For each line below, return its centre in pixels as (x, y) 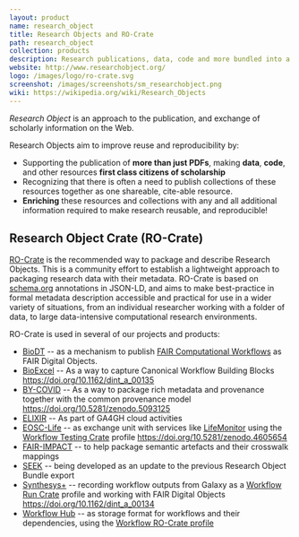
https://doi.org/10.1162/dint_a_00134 (88, 504)
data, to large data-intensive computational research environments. (133, 317)
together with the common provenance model (107, 399)
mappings (41, 456)
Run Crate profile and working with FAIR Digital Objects (124, 495)
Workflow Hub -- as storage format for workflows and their (131, 514)
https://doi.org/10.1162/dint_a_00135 (88, 380)
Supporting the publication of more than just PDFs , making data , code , (154, 162)
